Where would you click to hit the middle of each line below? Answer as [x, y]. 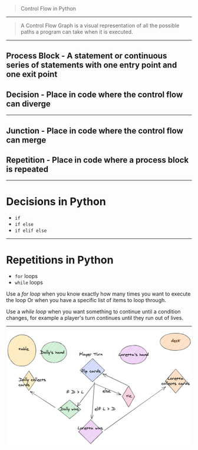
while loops [29, 283]
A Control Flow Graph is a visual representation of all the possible [100, 25]
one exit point [32, 74]
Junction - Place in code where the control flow [95, 130]
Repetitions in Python [60, 260]
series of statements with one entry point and [92, 65]
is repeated [27, 169]
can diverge [29, 104]
